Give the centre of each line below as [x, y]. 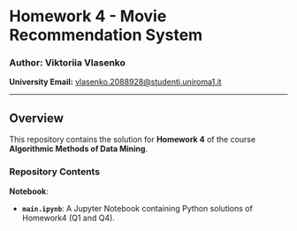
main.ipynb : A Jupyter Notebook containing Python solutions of [137, 208]
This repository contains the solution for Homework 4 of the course [133, 140]
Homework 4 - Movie [88, 16]
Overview [37, 118]
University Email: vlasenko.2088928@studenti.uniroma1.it [116, 82]
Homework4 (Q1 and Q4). [68, 218]
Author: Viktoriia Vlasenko [68, 63]
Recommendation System [106, 35]
